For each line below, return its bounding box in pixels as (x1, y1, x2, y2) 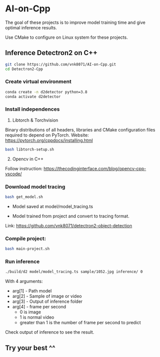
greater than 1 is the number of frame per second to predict (19, 320, 141, 326)
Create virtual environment (5, 78, 72, 85)
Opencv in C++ (12, 156, 44, 162)
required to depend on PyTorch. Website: (5, 132, 89, 138)
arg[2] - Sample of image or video (12, 293, 82, 299)
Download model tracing (5, 183, 65, 190)
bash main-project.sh (5, 246, 50, 251)
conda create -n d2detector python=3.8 (5, 89, 88, 94)
